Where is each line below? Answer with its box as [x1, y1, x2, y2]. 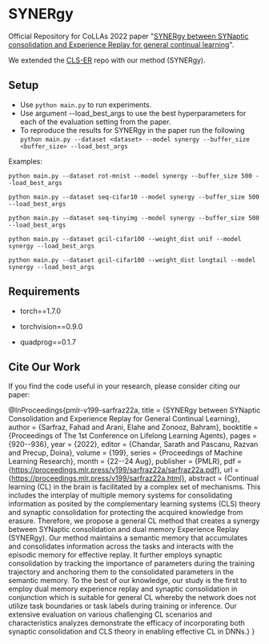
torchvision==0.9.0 [19, 321, 83, 331]
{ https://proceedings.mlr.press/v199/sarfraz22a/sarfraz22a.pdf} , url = [8, 465, 239, 475]
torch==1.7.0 [19, 306, 62, 316]
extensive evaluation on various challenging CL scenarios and [8, 610, 212, 619]
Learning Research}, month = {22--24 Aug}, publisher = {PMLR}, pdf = [8, 457, 243, 466]
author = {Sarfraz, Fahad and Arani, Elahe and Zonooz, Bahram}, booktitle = [8, 422, 259, 433]
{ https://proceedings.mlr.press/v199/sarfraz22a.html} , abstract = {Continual [8, 473, 259, 483]
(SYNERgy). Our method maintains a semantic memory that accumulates [8, 533, 248, 543]
